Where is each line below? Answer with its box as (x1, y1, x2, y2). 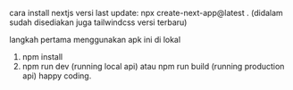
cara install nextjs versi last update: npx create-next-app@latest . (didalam (9, 8, 283, 18)
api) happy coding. (21, 70, 92, 81)
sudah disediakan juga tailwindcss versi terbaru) (9, 17, 188, 28)
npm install (21, 52, 63, 61)
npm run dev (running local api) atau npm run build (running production (21, 61, 285, 71)
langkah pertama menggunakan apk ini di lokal (9, 35, 181, 45)
